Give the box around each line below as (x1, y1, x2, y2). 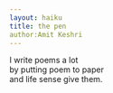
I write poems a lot (9, 55, 79, 66)
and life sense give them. (9, 74, 103, 85)
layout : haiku (9, 13, 63, 23)
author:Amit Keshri (9, 30, 83, 39)
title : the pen (9, 22, 67, 31)
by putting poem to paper (9, 64, 104, 75)
